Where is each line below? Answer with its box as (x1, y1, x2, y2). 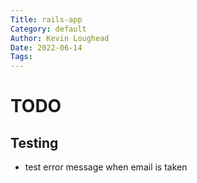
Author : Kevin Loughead (10, 33, 110, 43)
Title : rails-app (10, 14, 83, 25)
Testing (10, 134, 59, 151)
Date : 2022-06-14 (10, 42, 83, 53)
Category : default (10, 24, 87, 34)
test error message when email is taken (24, 161, 188, 173)
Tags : (10, 52, 33, 62)
